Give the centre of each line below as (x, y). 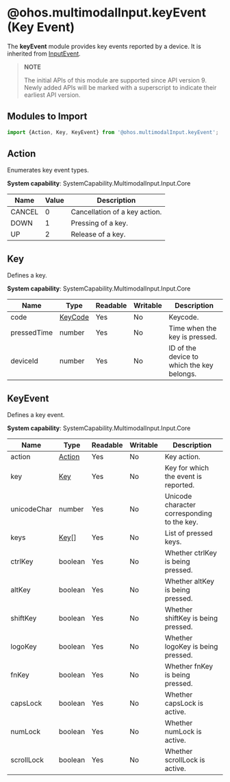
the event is (183, 477)
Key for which (187, 468)
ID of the (182, 348)
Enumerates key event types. (48, 170)
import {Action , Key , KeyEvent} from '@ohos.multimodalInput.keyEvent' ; (113, 132)
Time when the (193, 328)
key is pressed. (193, 337)
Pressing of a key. (100, 223)
